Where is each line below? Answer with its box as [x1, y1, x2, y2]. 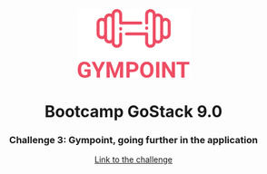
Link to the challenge [94, 154, 173, 165]
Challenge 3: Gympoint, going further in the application [9, 134, 258, 147]
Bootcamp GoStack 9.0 [44, 101, 223, 122]
